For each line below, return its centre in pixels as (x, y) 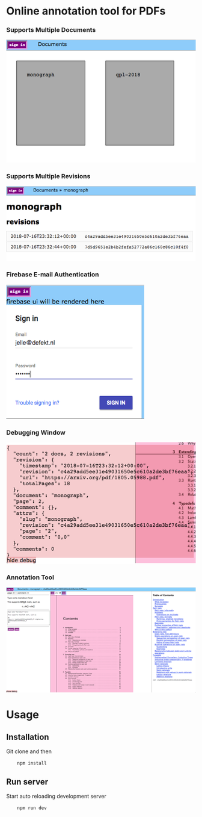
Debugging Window (36, 432)
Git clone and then (29, 751)
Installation (28, 737)
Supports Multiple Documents (51, 30)
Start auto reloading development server (57, 796)
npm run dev (32, 808)
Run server (27, 782)
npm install (32, 763)
